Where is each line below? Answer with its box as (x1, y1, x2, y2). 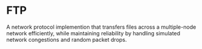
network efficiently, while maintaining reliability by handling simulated (6, 29, 181, 36)
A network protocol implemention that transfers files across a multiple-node (6, 23, 197, 30)
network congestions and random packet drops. (6, 36, 127, 43)
